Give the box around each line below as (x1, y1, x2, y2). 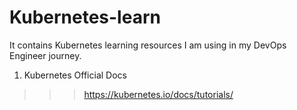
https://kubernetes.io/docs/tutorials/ (83, 88, 234, 100)
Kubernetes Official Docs (23, 69, 127, 81)
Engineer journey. (9, 49, 82, 61)
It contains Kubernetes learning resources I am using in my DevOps (9, 39, 287, 51)
